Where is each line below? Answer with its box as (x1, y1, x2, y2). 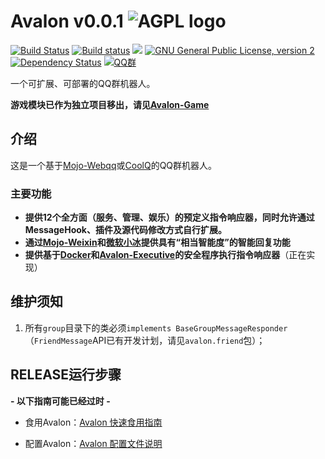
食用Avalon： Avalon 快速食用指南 (24, 416, 163, 428)
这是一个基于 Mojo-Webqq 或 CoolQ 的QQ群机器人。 (10, 159, 218, 171)
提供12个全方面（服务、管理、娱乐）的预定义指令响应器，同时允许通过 (24, 211, 315, 224)
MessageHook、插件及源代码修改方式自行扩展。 (24, 224, 227, 236)
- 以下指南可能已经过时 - (10, 395, 111, 407)
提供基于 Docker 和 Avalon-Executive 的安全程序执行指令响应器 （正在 (24, 249, 307, 261)
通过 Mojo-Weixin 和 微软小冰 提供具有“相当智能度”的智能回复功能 (24, 236, 291, 249)
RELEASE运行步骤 (10, 366, 122, 384)
